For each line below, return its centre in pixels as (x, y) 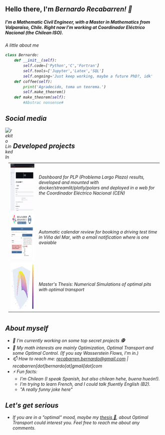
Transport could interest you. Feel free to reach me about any (76, 423)
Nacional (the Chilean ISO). (34, 33)
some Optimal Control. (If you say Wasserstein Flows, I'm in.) (75, 353)
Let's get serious (32, 405)
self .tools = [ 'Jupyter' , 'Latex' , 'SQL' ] (63, 71)
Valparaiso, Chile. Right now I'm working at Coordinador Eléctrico (75, 27)
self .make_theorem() (44, 92)
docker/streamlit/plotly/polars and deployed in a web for (97, 187)
